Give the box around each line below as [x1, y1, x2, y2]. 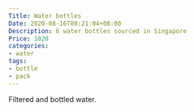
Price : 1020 [8, 34, 49, 43]
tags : [8, 58, 27, 66]
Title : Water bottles [8, 11, 82, 20]
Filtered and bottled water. [8, 94, 97, 104]
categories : [8, 42, 49, 50]
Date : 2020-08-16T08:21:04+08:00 [8, 19, 122, 28]
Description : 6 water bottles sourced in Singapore [8, 27, 187, 35]
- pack [8, 72, 31, 80]
